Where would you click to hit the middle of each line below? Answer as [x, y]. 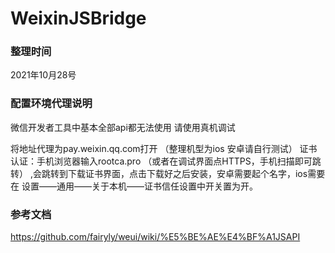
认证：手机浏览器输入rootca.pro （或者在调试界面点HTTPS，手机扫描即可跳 [166, 161]
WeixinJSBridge [78, 18]
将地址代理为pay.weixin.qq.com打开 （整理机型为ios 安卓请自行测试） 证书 [164, 148]
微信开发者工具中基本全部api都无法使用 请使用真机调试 [123, 127]
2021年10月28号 [43, 75]
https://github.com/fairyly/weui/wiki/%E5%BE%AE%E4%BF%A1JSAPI [155, 237]
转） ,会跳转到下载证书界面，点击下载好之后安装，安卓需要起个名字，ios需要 [168, 173]
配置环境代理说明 [51, 104]
